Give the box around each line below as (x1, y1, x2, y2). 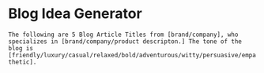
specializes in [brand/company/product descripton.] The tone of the (8, 37, 243, 46)
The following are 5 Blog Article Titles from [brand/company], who (8, 31, 239, 38)
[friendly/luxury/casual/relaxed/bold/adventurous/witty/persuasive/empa (8, 51, 257, 59)
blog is (8, 44, 34, 52)
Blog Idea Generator (8, 5, 142, 23)
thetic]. (8, 58, 37, 66)
